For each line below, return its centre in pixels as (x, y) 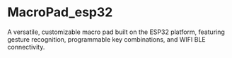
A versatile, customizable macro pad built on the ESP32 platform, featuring (116, 32)
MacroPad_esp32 (60, 12)
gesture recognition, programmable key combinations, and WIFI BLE (107, 39)
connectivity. (26, 47)
